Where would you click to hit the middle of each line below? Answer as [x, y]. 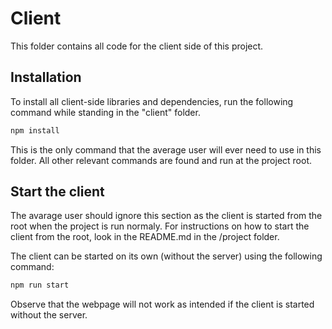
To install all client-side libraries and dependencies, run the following [152, 101]
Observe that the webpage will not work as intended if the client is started [162, 304]
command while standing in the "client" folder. [105, 112]
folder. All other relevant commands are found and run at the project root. [161, 160]
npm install [35, 130]
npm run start [40, 285]
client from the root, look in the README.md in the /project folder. [145, 237]
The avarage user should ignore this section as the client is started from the [166, 216]
